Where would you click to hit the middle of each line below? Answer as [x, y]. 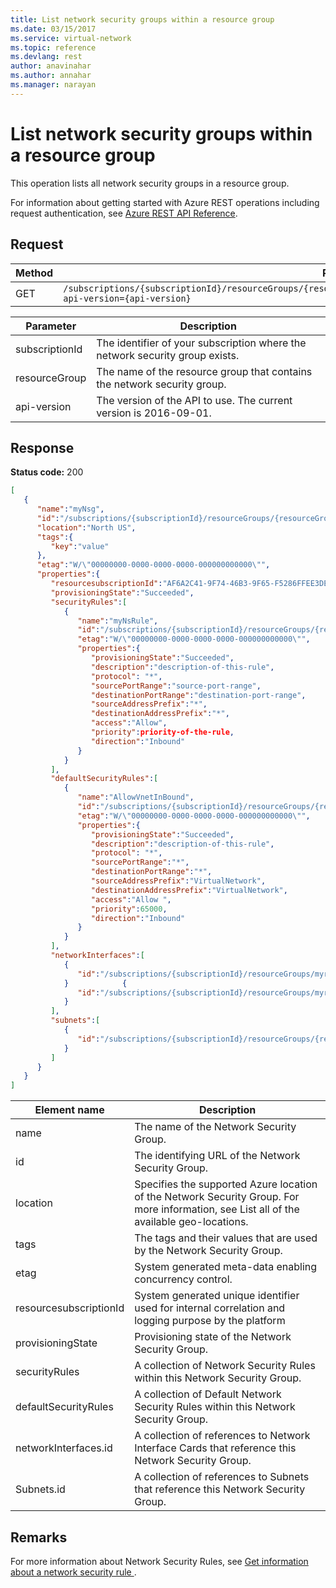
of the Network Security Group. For [217, 1197]
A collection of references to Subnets [222, 1477]
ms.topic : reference [53, 47]
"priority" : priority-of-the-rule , [162, 732]
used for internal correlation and [210, 1308]
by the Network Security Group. [208, 1251]
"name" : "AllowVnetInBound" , [136, 797]
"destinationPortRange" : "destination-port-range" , [198, 695]
